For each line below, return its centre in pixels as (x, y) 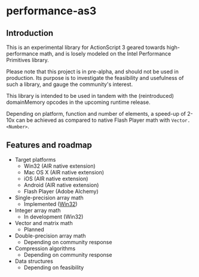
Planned (34, 229)
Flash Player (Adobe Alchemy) (61, 191)
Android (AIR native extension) (61, 185)
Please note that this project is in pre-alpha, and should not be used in (93, 72)
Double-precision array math (50, 236)
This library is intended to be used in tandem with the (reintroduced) (90, 96)
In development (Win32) (53, 217)
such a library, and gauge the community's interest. (70, 84)
